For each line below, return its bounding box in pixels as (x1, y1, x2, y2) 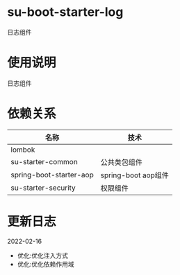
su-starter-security (10, 183, 76, 193)
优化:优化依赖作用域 (17, 260, 74, 268)
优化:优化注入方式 (17, 251, 68, 260)
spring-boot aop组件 (100, 170, 169, 180)
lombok (10, 145, 35, 154)
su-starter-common (10, 157, 78, 166)
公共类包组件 (100, 157, 142, 167)
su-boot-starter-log (7, 4, 124, 20)
